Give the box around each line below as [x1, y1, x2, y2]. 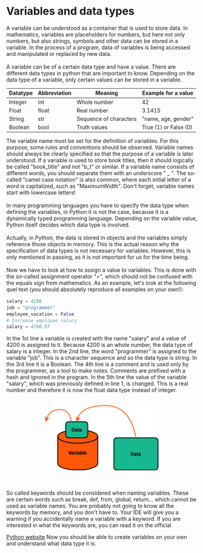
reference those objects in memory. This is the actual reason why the [6, 240, 179, 247]
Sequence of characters [76, 115, 137, 123]
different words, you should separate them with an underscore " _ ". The [6, 169, 187, 177]
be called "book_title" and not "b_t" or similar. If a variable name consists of [6, 163, 195, 170]
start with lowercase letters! [6, 188, 76, 196]
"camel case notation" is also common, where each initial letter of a [22, 176, 191, 183]
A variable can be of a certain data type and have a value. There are [6, 63, 176, 70]
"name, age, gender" [141, 115, 194, 123]
